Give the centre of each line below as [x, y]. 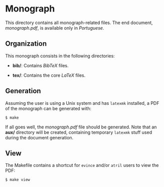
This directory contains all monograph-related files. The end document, [79, 23]
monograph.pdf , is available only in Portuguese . [55, 28]
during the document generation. [39, 137]
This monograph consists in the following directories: [60, 56]
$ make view [18, 180]
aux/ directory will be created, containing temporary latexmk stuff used [78, 132]
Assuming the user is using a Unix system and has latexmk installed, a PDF [82, 103]
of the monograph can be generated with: [48, 108]
